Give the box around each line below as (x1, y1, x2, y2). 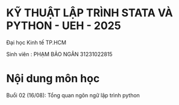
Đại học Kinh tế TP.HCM (6, 39, 66, 46)
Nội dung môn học (6, 72, 100, 86)
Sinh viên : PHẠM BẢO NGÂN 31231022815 (6, 50, 113, 57)
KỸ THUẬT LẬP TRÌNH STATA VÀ (6, 6, 173, 20)
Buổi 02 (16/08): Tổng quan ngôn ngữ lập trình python (6, 91, 140, 99)
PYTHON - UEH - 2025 (6, 19, 122, 33)
